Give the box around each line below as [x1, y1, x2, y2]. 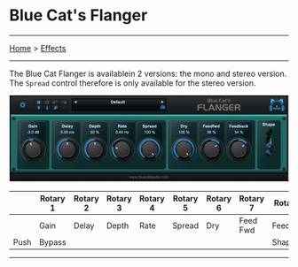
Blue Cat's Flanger [9, 5, 148, 26]
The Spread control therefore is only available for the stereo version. [9, 77, 256, 88]
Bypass [38, 237, 67, 248]
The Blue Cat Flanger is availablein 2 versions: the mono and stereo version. [9, 68, 287, 79]
